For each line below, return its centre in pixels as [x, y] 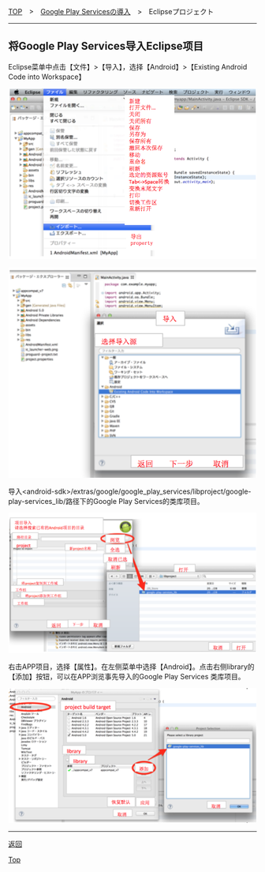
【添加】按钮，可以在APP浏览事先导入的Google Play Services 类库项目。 [127, 676]
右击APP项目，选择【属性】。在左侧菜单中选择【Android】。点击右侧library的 [131, 667]
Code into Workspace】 [47, 77]
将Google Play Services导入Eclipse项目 [106, 46]
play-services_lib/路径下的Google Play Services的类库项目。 [106, 502]
